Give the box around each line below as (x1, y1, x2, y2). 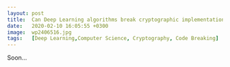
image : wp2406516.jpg (7, 28, 72, 36)
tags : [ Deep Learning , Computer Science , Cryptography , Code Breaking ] (7, 35, 219, 42)
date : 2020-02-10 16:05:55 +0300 (7, 22, 109, 29)
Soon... (7, 53, 27, 62)
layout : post (7, 9, 44, 17)
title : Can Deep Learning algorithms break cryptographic (7, 16, 179, 23)
